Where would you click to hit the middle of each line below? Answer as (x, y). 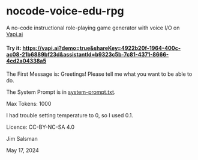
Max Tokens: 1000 (29, 104)
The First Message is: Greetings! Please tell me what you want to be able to (99, 74)
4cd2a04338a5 (26, 61)
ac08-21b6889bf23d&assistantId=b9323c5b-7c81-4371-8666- (88, 54)
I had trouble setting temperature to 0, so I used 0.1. (70, 115)
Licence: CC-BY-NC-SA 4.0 (40, 127)
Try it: (14, 48)
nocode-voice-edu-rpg (65, 11)
